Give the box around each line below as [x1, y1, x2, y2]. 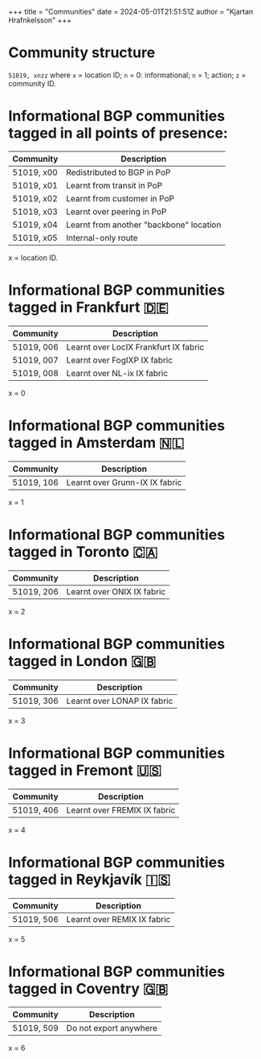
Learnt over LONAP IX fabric [66, 695, 173, 706]
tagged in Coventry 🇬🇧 [8, 979, 169, 998]
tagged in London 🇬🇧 [8, 652, 157, 670]
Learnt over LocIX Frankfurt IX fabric [66, 341, 205, 353]
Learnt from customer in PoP [65, 192, 175, 204]
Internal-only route [65, 232, 138, 243]
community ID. [8, 78, 56, 88]
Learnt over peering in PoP [65, 205, 167, 217]
